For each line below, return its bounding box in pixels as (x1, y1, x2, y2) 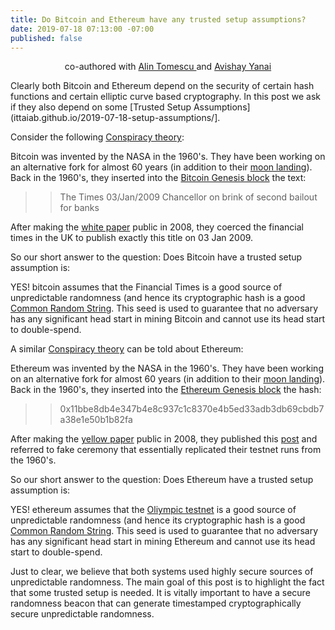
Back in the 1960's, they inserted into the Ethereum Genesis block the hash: (10, 384, 322, 396)
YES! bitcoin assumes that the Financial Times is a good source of (10, 281, 283, 293)
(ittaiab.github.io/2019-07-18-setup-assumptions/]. (10, 112, 221, 124)
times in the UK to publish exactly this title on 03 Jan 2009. (10, 232, 254, 244)
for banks (59, 202, 100, 214)
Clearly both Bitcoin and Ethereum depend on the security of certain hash (10, 80, 315, 92)
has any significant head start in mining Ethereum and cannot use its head (10, 536, 316, 548)
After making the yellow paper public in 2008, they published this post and (10, 433, 318, 445)
